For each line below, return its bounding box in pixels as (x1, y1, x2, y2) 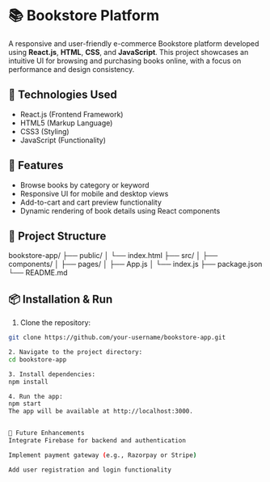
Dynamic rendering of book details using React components (19, 205, 221, 215)
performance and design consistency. (8, 64, 135, 74)
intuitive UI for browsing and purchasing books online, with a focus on (8, 56, 242, 66)
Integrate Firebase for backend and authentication (8, 437, 186, 445)
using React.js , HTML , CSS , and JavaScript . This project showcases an (8, 47, 249, 57)
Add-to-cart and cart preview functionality (19, 197, 162, 207)
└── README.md (8, 268, 68, 277)
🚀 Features (8, 159, 64, 172)
